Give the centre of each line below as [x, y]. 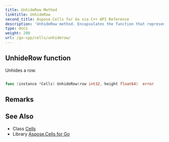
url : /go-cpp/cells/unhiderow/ [38, 38]
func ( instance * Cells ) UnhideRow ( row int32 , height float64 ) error [80, 84]
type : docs [17, 29]
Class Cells [24, 128]
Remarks [20, 99]
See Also [19, 117]
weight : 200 [18, 33]
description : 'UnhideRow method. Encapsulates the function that [75, 24]
